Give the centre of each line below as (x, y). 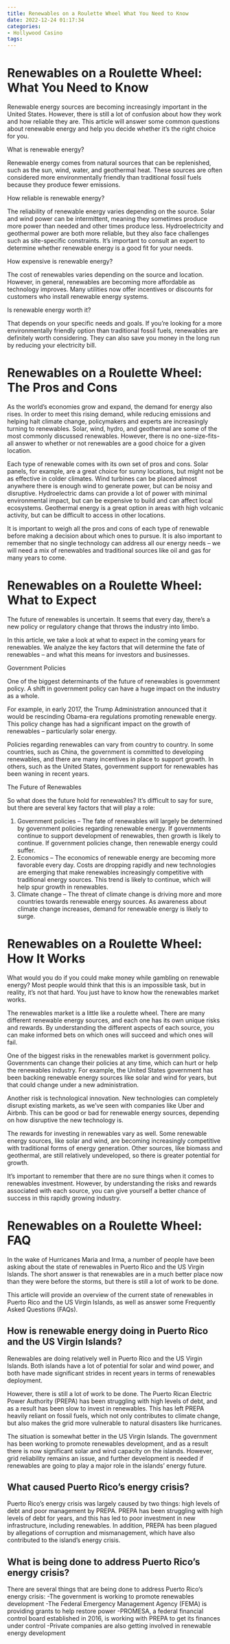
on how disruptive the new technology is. (65, 1120)
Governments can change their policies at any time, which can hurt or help (113, 1063)
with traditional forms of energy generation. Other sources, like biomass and (115, 1148)
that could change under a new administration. (73, 1084)
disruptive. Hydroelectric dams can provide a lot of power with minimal (107, 493)
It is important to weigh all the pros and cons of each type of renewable (108, 528)
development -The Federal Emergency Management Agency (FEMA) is (107, 1604)
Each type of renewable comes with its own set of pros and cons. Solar (108, 464)
